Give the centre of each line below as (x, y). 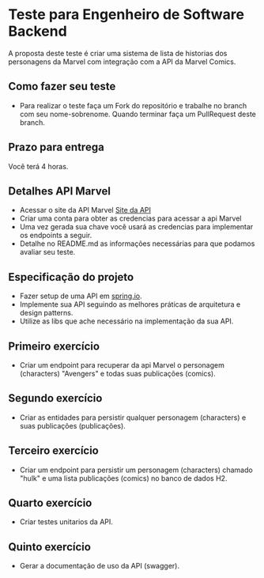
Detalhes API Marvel (59, 191)
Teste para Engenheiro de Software (126, 15)
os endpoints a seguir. (56, 236)
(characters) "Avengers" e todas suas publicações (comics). (117, 374)
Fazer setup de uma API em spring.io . (81, 296)
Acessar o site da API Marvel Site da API (85, 210)
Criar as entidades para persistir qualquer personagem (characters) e (133, 417)
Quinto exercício (49, 547)
